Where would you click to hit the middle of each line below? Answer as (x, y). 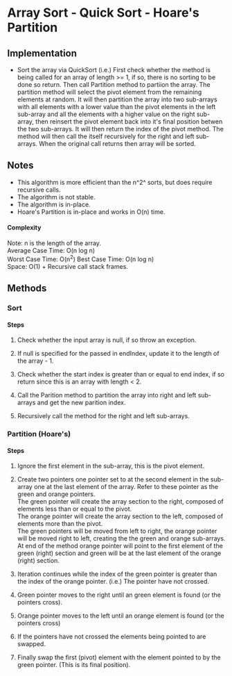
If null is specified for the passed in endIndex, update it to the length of (118, 354)
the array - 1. (35, 361)
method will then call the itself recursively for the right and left (106, 136)
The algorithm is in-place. (54, 204)
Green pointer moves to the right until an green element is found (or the (119, 595)
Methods (27, 289)
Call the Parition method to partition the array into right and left (107, 395)
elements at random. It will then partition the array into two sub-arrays (117, 99)
